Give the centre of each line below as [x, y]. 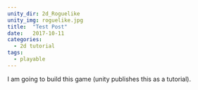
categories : [25, 40]
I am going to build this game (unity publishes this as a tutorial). [99, 79]
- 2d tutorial [34, 46]
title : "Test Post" [38, 27]
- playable [30, 59]
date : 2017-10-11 [36, 33]
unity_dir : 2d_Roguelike [44, 14]
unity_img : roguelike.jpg [45, 20]
